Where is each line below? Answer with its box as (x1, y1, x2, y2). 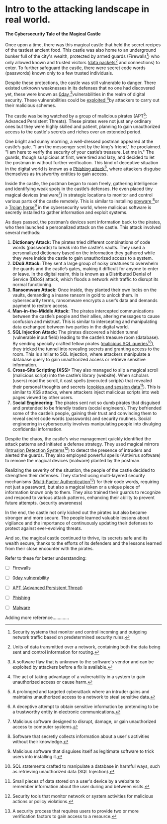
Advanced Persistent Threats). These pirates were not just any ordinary (5, 118, 152, 124)
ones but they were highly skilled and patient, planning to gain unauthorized (5, 123, 161, 129)
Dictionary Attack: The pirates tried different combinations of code (12, 239, 151, 245)
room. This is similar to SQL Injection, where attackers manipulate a (12, 351, 151, 357)
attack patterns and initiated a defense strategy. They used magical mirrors (5, 441, 159, 447)
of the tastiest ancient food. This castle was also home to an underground (5, 47, 157, 53)
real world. (5, 14, 51, 25)
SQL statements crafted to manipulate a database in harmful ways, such (12, 763, 160, 769)
